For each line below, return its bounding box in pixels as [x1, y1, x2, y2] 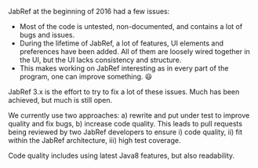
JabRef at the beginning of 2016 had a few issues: [8, 7, 170, 16]
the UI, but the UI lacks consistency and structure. [19, 55, 182, 64]
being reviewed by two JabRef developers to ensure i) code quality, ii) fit [8, 127, 243, 137]
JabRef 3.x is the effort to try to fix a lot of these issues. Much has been [8, 87, 240, 97]
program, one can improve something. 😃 [19, 72, 153, 81]
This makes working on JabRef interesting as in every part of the [19, 64, 229, 73]
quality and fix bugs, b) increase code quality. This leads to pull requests [8, 119, 243, 128]
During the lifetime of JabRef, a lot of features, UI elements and [19, 38, 224, 48]
